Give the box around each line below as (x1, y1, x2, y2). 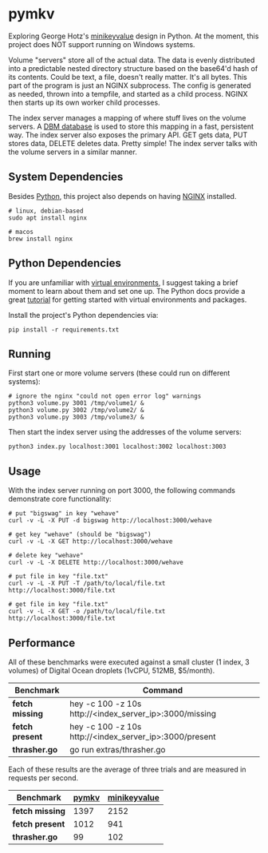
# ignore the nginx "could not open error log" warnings (8, 392, 202, 400)
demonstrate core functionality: (8, 494, 112, 504)
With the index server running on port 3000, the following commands (8, 486, 235, 495)
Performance (8, 636, 76, 649)
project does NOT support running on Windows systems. (8, 39, 195, 49)
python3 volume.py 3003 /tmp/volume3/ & (8, 413, 145, 422)
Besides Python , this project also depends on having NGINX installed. (8, 191, 237, 200)
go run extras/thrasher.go (69, 744, 166, 755)
